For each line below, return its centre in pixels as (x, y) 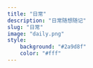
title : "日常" (27, 14)
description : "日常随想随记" (47, 21)
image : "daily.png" (36, 34)
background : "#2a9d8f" (53, 47)
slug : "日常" (25, 27)
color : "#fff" (41, 54)
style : (17, 40)
